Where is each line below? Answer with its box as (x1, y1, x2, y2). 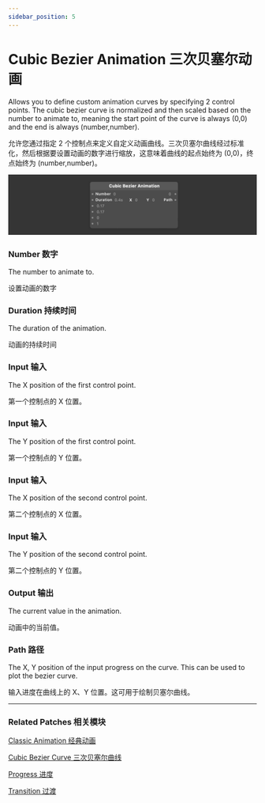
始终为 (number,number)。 (14, 158, 102, 168)
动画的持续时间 (8, 340, 57, 350)
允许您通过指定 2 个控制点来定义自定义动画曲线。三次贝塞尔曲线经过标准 (8, 138, 244, 148)
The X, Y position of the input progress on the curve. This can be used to (8, 663, 245, 672)
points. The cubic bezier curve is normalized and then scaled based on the (8, 105, 252, 115)
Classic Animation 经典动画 (8, 736, 96, 745)
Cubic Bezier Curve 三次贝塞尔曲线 (8, 752, 122, 763)
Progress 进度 (8, 770, 54, 779)
